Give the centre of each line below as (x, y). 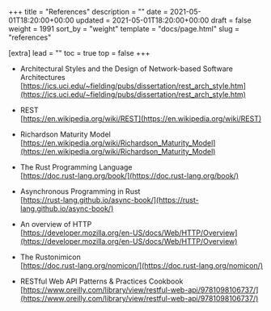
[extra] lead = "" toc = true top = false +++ (79, 53)
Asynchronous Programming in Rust (80, 191)
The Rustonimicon (50, 257)
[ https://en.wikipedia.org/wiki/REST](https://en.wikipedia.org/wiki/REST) (141, 119)
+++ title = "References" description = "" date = (88, 12)
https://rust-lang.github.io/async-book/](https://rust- (111, 200)
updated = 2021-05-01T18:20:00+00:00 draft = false (164, 20)
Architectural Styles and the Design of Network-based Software (126, 69)
